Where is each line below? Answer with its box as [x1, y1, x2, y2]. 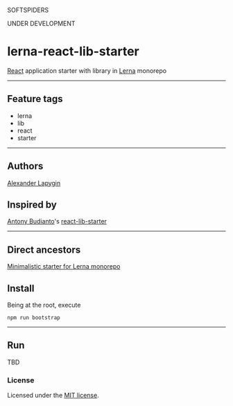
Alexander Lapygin [7, 178, 61, 187]
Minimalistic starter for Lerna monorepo [7, 262, 121, 271]
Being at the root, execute [7, 301, 81, 309]
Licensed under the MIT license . [7, 391, 99, 400]
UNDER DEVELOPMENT [7, 19, 76, 27]
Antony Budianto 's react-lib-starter [7, 217, 107, 226]
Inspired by [7, 198, 57, 210]
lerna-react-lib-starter [7, 44, 140, 60]
